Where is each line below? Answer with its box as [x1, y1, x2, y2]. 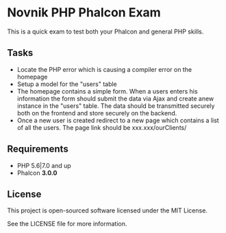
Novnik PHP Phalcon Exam [7, 5, 161, 20]
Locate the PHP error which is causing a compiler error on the [16, 65, 192, 73]
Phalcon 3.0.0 [16, 169, 58, 177]
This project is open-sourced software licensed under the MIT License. [7, 206, 208, 215]
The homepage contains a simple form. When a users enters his [16, 87, 198, 95]
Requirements [7, 143, 68, 155]
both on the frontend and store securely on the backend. [16, 109, 177, 117]
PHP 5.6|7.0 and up [16, 161, 72, 169]
